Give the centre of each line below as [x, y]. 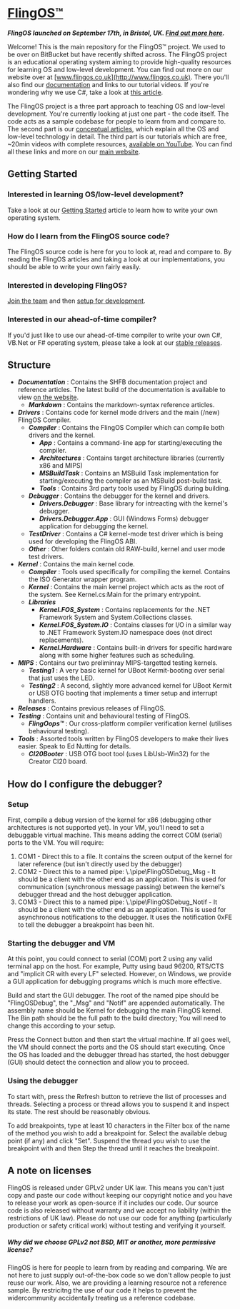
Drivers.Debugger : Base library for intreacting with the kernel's [134, 503]
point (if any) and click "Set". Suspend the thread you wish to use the [109, 1140]
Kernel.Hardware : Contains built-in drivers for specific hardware [135, 648]
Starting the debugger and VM [61, 943]
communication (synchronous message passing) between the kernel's [121, 887]
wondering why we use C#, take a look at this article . [85, 92]
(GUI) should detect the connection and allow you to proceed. [98, 1063]
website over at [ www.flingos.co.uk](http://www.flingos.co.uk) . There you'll [118, 77]
